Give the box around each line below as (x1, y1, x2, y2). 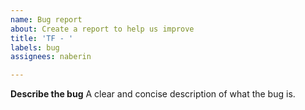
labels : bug (10, 42, 60, 53)
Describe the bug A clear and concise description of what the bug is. (10, 88, 296, 100)
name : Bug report (10, 14, 83, 25)
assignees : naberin (10, 52, 92, 62)
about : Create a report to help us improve (10, 24, 195, 34)
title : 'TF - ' (10, 33, 74, 43)
